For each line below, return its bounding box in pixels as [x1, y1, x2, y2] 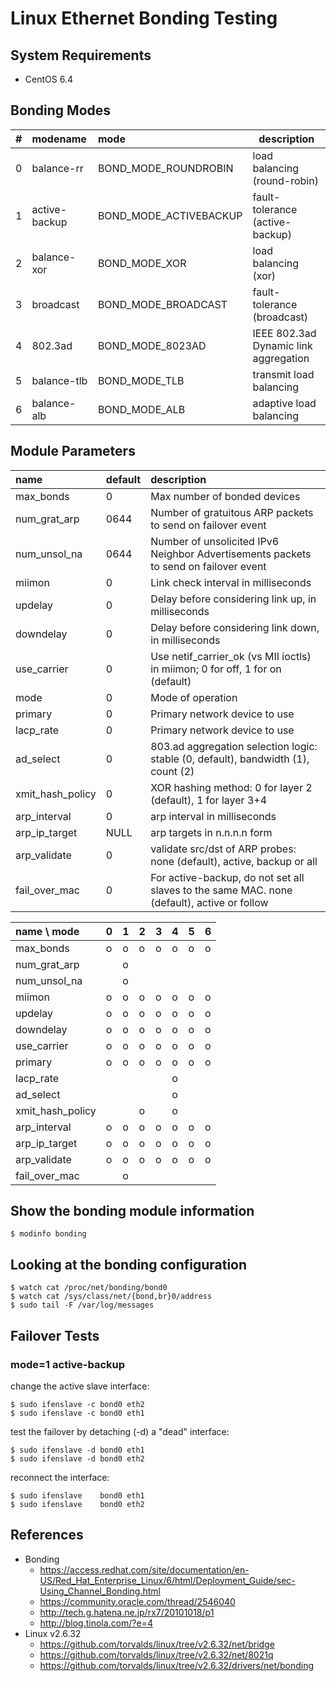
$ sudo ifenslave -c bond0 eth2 [10, 1399, 145, 1409]
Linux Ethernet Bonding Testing [10, 7, 278, 30]
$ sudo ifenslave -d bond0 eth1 [10, 1445, 145, 1455]
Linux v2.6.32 [24, 1627, 82, 1639]
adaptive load [252, 396, 317, 410]
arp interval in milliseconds [150, 809, 277, 823]
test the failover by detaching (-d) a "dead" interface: [10, 1425, 230, 1437]
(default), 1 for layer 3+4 [150, 793, 267, 807]
